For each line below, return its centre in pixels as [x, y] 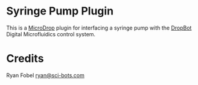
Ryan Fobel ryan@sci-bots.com [45, 75]
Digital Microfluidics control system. [51, 34]
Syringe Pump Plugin [60, 11]
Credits [25, 59]
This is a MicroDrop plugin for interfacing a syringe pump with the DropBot [99, 28]
